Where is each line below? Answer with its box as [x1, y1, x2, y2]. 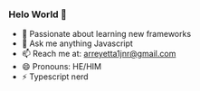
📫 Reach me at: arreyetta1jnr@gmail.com [21, 49, 176, 59]
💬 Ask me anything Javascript [21, 38, 133, 49]
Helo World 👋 [8, 8, 67, 21]
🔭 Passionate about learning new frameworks [21, 29, 192, 40]
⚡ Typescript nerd [21, 71, 89, 82]
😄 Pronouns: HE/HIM [21, 61, 101, 72]
